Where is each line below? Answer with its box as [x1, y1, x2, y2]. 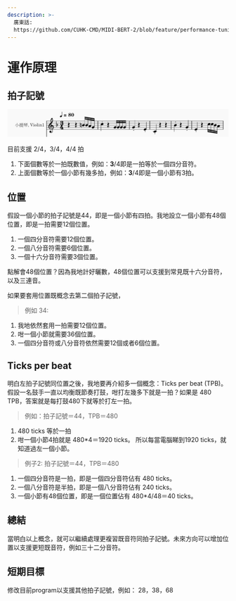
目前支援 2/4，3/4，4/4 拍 [7, 145, 84, 153]
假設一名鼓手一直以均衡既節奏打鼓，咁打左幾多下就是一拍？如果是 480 [7, 388, 212, 397]
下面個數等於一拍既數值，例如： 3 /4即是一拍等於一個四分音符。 [17, 160, 200, 168]
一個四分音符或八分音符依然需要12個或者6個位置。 [17, 339, 164, 348]
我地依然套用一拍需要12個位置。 [17, 321, 111, 330]
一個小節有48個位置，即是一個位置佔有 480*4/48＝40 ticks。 [17, 492, 197, 500]
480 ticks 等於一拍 [17, 426, 72, 436]
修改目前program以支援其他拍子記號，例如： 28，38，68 [7, 586, 173, 594]
